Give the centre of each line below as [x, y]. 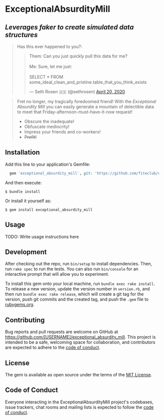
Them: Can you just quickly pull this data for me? [78, 56]
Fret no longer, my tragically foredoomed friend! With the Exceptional [86, 101]
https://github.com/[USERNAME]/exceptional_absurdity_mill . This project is [81, 337]
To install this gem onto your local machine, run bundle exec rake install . [80, 284]
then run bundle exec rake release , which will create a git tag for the [74, 294]
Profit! [31, 137]
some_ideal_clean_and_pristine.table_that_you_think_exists [88, 82]
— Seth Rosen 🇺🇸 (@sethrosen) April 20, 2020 [77, 92]
